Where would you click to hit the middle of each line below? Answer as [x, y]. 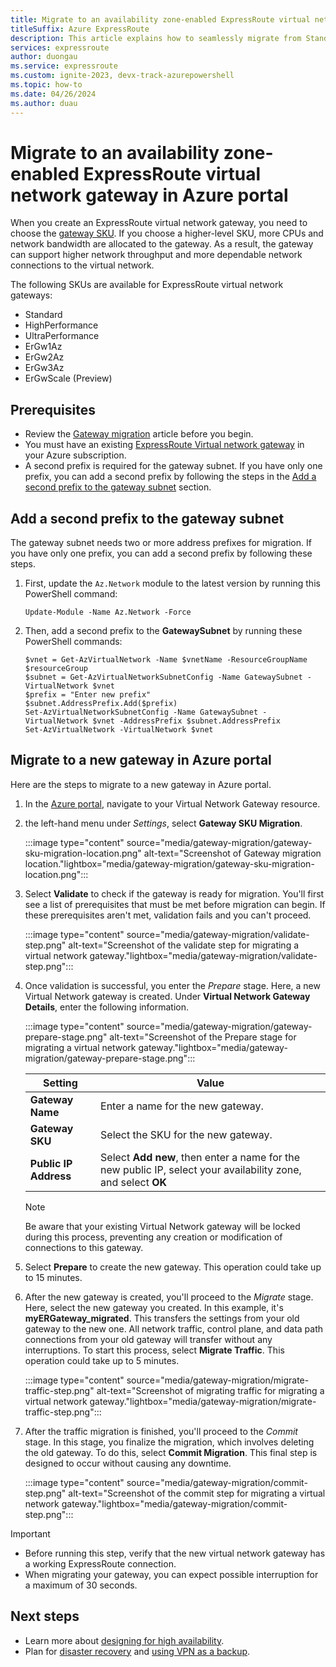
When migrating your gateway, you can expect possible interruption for [171, 1574]
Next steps [45, 1616]
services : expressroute [60, 47]
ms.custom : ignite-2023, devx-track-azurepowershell [122, 76]
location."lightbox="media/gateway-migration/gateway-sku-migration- [169, 863]
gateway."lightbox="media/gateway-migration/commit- [174, 1503]
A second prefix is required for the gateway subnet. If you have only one [173, 466]
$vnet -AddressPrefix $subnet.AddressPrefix [186, 721]
